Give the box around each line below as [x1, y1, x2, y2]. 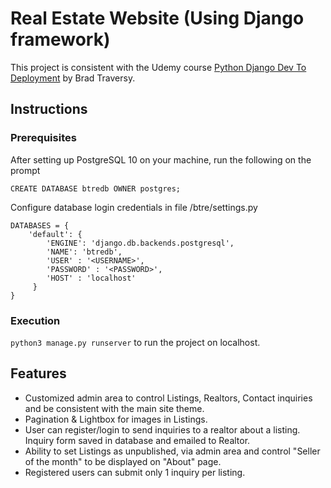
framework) [10, 28, 111, 51]
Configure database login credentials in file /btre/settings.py [10, 201, 258, 213]
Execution [10, 313, 61, 327]
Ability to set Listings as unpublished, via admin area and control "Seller [24, 445, 321, 457]
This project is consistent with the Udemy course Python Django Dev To [10, 61, 307, 73]
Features [10, 365, 67, 382]
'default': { [28, 229, 83, 239]
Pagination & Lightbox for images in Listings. [24, 413, 208, 425]
